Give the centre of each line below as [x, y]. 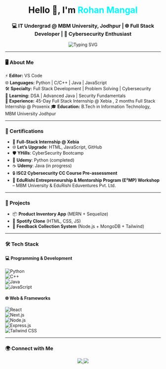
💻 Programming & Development [39, 258]
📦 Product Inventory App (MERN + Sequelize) [60, 214]
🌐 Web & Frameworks [28, 298]
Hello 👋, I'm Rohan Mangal [83, 10]
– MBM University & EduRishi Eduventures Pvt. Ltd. [64, 186]
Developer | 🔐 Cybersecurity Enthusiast [83, 34]
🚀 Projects [18, 203]
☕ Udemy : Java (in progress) [42, 166]
